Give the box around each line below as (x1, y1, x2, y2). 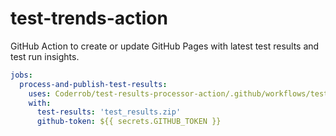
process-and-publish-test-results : (19, 79, 168, 89)
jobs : (10, 70, 33, 80)
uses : (28, 88, 52, 99)
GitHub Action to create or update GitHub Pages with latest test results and (10, 40, 320, 52)
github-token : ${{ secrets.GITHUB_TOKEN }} (36, 117, 222, 127)
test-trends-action (10, 7, 168, 30)
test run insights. (10, 50, 80, 62)
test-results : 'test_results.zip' (36, 107, 182, 117)
